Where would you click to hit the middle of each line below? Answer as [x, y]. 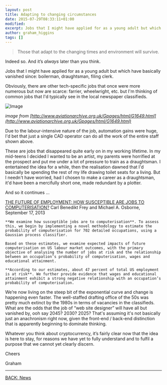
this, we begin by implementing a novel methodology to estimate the [79, 226]
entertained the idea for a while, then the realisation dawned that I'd [75, 167]
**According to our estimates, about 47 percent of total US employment [82, 269]
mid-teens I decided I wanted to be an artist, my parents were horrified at [80, 156]
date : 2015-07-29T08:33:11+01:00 [40, 19]
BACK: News [18, 378]
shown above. [19, 141]
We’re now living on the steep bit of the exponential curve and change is [79, 292]
